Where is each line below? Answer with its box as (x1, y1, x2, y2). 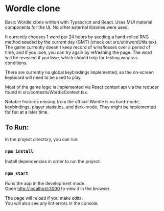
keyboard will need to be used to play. (5, 74, 82, 80)
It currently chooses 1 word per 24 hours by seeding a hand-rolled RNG (5, 34, 149, 40)
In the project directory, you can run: (5, 136, 79, 142)
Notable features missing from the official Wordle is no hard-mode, (5, 98, 140, 104)
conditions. (5, 60, 28, 66)
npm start (5, 170, 28, 176)
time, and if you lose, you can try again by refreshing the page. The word (5, 49, 152, 55)
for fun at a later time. (5, 109, 49, 115)
